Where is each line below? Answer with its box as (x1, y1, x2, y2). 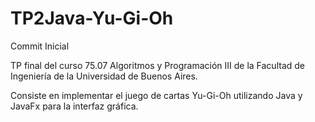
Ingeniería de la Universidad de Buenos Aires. (10, 70, 198, 82)
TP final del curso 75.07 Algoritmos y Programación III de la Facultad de (10, 59, 305, 71)
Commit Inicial (10, 40, 70, 52)
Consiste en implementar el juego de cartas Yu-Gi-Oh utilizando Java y (10, 89, 303, 101)
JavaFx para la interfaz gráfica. (10, 100, 139, 112)
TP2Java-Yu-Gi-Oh (10, 7, 174, 30)
